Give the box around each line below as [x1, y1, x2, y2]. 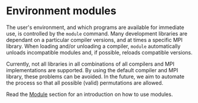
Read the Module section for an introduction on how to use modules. [6, 91, 173, 98]
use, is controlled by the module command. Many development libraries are [6, 30, 188, 37]
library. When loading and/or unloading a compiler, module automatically [6, 43, 181, 50]
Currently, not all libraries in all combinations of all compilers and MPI [6, 60, 175, 67]
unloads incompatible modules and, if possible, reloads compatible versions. [6, 49, 193, 56]
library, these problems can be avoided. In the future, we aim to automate [6, 73, 185, 80]
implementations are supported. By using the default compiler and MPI [6, 66, 178, 73]
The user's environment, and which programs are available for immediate [6, 24, 184, 31]
